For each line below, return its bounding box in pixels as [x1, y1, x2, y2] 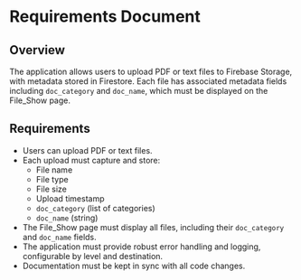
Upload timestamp [35, 192, 106, 204]
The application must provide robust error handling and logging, [22, 241, 261, 252]
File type [35, 173, 70, 184]
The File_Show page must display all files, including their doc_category [22, 221, 285, 232]
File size [35, 183, 68, 194]
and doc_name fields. [22, 231, 97, 242]
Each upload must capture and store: [22, 154, 161, 165]
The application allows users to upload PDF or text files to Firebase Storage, [9, 66, 293, 77]
